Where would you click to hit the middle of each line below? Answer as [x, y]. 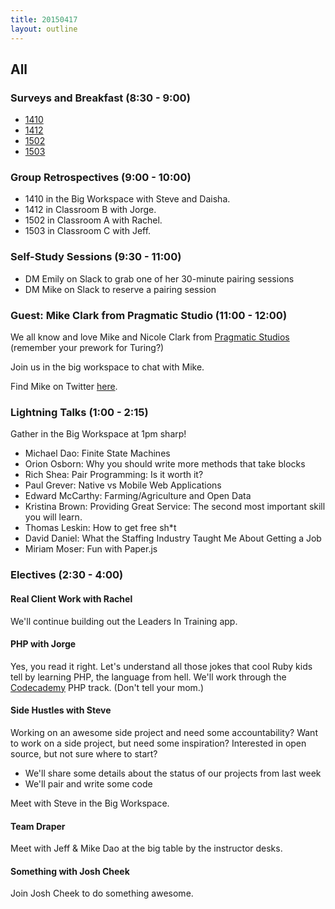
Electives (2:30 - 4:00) [67, 575]
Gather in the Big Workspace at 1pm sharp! [98, 434]
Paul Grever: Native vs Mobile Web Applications [123, 485]
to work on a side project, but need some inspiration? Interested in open [158, 743]
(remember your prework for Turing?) [87, 348]
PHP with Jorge [43, 644]
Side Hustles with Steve [61, 710]
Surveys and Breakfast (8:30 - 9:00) [100, 98]
